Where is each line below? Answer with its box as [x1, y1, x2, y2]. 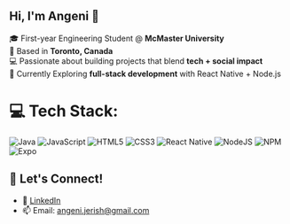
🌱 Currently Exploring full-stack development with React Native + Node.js [9, 68, 282, 79]
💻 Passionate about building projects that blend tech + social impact [9, 55, 263, 66]
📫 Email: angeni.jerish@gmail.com [21, 205, 150, 215]
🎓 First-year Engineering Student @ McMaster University [9, 33, 224, 43]
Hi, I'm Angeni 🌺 [9, 9, 99, 24]
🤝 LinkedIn [21, 195, 61, 205]
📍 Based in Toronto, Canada [9, 45, 114, 56]
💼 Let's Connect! [9, 172, 104, 187]
